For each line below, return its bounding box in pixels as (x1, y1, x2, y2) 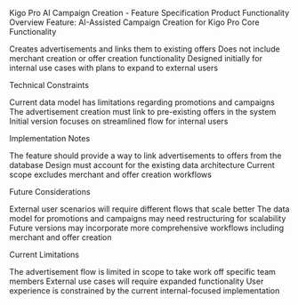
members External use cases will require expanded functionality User (9, 276, 264, 286)
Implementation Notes (9, 133, 91, 143)
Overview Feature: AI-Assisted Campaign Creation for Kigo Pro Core (9, 17, 260, 28)
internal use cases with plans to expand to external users (9, 62, 219, 73)
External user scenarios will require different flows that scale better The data (9, 204, 290, 214)
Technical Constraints (9, 80, 89, 90)
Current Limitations (9, 249, 80, 260)
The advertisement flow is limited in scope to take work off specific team (9, 267, 276, 277)
